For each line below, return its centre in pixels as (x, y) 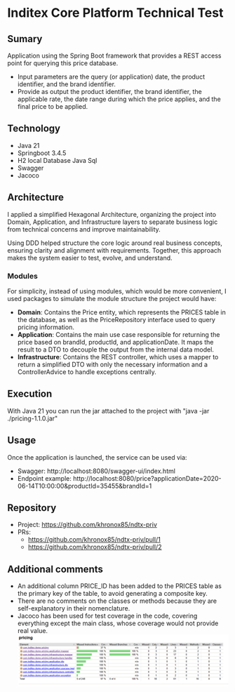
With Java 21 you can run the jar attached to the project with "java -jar (108, 411)
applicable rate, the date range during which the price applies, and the (119, 99)
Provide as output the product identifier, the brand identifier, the (109, 92)
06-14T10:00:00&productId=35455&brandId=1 (85, 486)
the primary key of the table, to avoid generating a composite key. (113, 594)
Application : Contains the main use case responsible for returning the (119, 334)
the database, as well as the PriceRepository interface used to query (116, 319)
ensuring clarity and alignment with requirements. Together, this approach (114, 250)
